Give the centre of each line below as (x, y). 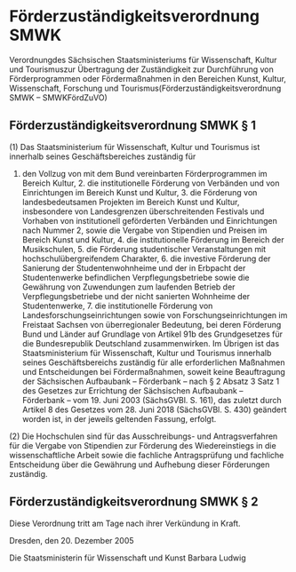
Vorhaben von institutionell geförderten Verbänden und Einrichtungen (150, 220)
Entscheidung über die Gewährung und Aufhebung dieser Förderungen (140, 465)
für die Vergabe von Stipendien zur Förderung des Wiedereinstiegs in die (143, 445)
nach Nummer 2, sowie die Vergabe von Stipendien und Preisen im (144, 230)
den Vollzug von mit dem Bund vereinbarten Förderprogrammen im (145, 173)
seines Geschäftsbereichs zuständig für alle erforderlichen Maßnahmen (153, 362)
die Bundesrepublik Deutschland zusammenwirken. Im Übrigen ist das (151, 343)
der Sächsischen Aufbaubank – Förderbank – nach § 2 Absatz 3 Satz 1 (151, 381)
